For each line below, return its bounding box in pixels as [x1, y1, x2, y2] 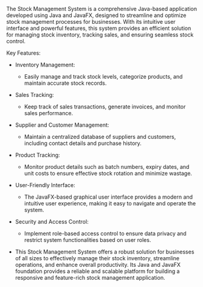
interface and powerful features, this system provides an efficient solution [6, 24, 191, 32]
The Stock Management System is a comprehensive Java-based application [6, 5, 198, 12]
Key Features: [6, 49, 41, 57]
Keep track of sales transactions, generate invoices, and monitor [24, 103, 186, 110]
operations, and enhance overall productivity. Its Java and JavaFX [15, 261, 181, 268]
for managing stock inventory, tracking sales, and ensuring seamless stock [6, 31, 194, 38]
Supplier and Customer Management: [15, 121, 109, 129]
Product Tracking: [15, 152, 60, 158]
